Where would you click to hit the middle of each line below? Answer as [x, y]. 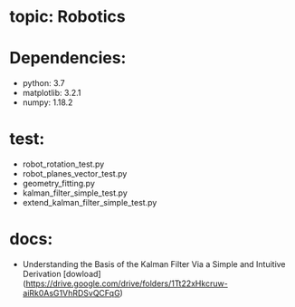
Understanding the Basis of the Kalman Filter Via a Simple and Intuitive [154, 264]
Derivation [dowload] [62, 274]
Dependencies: [68, 58]
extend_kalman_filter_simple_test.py [90, 203]
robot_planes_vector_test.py [75, 174]
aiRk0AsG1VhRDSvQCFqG [71, 293]
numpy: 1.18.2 [48, 102]
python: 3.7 [43, 83]
